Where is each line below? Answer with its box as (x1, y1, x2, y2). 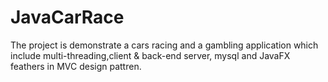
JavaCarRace (10, 6, 125, 29)
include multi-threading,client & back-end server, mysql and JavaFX (10, 49, 291, 61)
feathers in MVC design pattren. (10, 60, 142, 72)
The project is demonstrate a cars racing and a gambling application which (10, 39, 319, 51)
